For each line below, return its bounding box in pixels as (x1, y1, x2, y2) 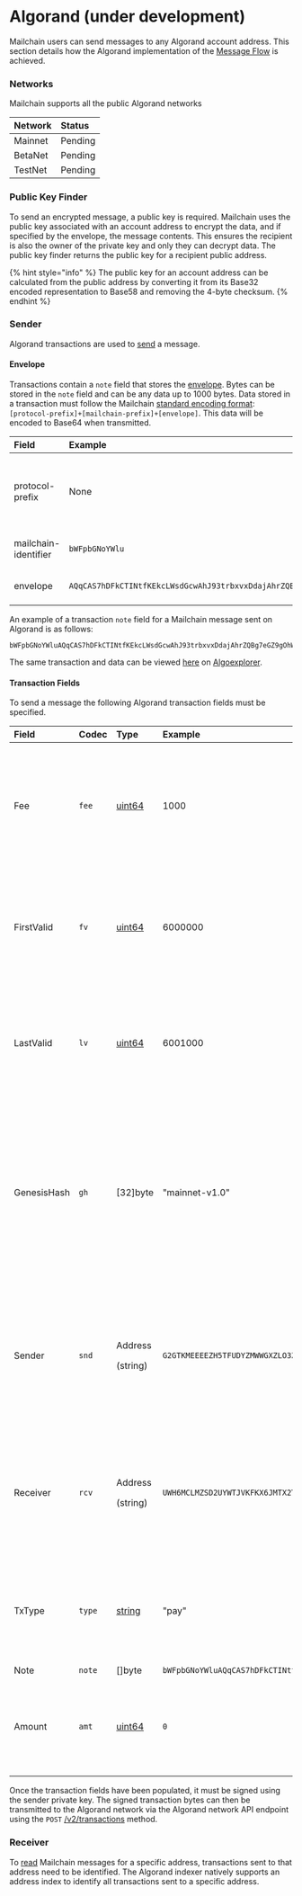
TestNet (13, 164, 48, 176)
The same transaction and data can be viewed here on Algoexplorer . (9, 657, 262, 667)
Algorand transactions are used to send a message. (9, 338, 200, 349)
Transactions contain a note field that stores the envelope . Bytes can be (9, 380, 276, 390)
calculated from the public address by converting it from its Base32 (9, 276, 259, 287)
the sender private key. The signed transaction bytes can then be (9, 1794, 251, 1805)
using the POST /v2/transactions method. (9, 1814, 158, 1825)
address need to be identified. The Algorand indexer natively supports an (9, 1866, 280, 1877)
